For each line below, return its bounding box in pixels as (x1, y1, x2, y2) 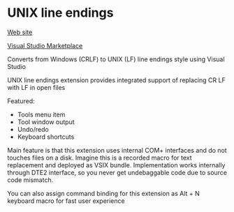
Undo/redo (17, 125, 49, 133)
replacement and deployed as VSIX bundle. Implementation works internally (7, 160, 226, 169)
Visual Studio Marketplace (7, 41, 83, 50)
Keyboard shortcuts (17, 132, 75, 141)
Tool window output (17, 117, 75, 126)
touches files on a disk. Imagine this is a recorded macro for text (7, 153, 192, 162)
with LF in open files (7, 83, 66, 91)
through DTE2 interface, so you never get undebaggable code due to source (7, 168, 228, 176)
